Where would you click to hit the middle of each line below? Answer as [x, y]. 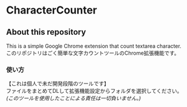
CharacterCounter [52, 10]
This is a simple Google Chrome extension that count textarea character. [94, 46]
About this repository [46, 32]
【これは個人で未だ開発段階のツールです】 [58, 83]
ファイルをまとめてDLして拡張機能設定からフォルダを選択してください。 [94, 91]
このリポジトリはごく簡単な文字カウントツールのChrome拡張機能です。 [93, 53]
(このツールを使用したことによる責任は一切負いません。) [74, 98]
